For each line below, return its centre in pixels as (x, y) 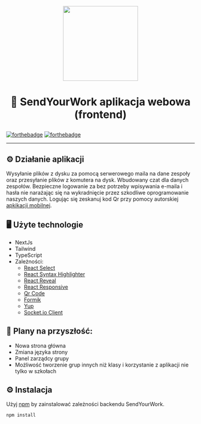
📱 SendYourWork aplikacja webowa (100, 102)
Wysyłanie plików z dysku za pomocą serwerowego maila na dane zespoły (98, 173)
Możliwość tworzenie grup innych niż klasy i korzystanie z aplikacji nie (102, 365)
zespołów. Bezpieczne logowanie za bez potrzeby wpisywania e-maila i (94, 186)
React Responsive (46, 287)
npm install (21, 415)
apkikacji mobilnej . (29, 205)
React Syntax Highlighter (54, 274)
